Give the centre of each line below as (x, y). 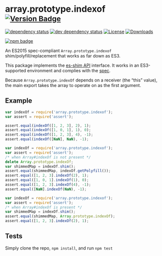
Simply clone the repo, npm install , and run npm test (59, 248)
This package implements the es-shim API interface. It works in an (72, 65)
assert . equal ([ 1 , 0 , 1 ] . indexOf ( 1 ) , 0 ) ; (47, 180)
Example (19, 101)
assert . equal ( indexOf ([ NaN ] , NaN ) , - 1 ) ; (47, 139)
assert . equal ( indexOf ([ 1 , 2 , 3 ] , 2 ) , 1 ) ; (48, 126)
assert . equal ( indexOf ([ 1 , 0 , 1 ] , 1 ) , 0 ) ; (48, 130)
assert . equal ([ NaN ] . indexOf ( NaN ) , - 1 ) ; (46, 189)
